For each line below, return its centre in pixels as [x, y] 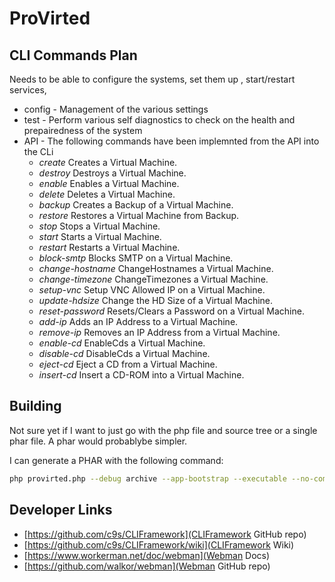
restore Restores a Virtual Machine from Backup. [139, 215]
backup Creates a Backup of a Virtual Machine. [136, 205]
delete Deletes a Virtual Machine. [107, 194]
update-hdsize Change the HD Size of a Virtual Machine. [156, 300]
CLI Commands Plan [73, 55]
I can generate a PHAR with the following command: [116, 460]
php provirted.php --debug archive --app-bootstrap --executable [148, 478]
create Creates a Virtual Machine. [108, 162]
